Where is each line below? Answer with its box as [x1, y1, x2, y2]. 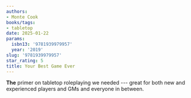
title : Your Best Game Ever [6, 63, 76, 69]
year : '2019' [11, 47, 44, 53]
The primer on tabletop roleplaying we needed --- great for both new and [6, 79, 185, 86]
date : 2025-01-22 [6, 31, 49, 36]
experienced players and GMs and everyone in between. [6, 86, 144, 93]
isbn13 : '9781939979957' [11, 42, 73, 48]
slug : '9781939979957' [6, 52, 62, 58]
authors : [6, 8, 28, 15]
